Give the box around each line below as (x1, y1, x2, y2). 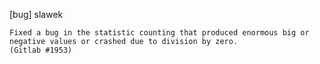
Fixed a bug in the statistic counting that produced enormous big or (9, 28, 310, 38)
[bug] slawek (9, 9, 64, 20)
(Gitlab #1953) (9, 45, 73, 55)
